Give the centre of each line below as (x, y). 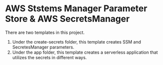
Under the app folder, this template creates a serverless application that (85, 52)
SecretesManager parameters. (43, 47)
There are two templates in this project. (45, 32)
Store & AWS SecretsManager (67, 19)
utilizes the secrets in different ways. (49, 57)
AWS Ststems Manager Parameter (76, 9)
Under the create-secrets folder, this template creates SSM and (77, 42)
